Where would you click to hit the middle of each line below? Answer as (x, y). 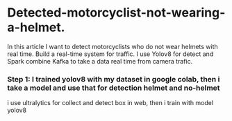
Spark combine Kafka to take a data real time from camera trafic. (100, 61)
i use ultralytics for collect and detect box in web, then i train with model (110, 103)
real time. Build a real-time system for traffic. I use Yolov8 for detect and (110, 54)
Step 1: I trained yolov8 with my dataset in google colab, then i (114, 79)
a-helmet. (36, 27)
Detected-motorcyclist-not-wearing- (116, 13)
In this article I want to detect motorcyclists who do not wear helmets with (113, 46)
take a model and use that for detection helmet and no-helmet (114, 88)
